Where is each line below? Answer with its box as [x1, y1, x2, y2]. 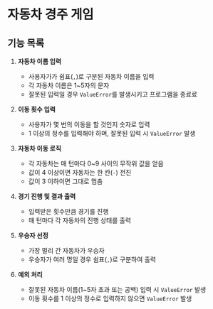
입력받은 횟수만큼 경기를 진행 [28, 207, 109, 215]
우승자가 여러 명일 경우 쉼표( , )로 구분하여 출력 [28, 255, 157, 264]
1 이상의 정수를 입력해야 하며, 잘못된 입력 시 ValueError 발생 [28, 129, 196, 137]
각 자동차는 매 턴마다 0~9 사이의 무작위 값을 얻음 [28, 159, 164, 168]
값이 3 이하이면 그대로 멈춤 [28, 177, 103, 185]
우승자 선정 [17, 232, 48, 239]
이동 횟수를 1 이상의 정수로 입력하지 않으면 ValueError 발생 [28, 294, 192, 303]
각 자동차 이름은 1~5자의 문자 [28, 81, 110, 90]
